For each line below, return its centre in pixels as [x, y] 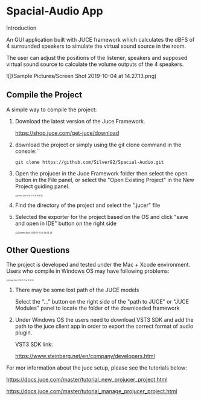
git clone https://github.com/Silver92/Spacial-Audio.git [89, 162]
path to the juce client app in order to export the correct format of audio [104, 326]
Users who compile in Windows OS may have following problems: [88, 271]
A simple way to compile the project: [52, 109]
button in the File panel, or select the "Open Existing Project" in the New [104, 180]
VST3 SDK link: [34, 344]
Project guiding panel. [42, 186]
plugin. [24, 332]
